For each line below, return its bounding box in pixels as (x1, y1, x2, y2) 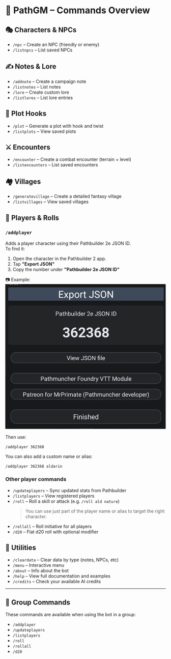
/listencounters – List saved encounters (12, 162, 98, 168)
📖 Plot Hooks (5, 109, 47, 118)
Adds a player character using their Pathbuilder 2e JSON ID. (5, 240, 131, 246)
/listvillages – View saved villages (12, 198, 89, 205)
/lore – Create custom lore (12, 89, 70, 95)
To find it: (5, 245, 25, 251)
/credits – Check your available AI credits (12, 579, 101, 585)
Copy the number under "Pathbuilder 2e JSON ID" (12, 266, 120, 272)
